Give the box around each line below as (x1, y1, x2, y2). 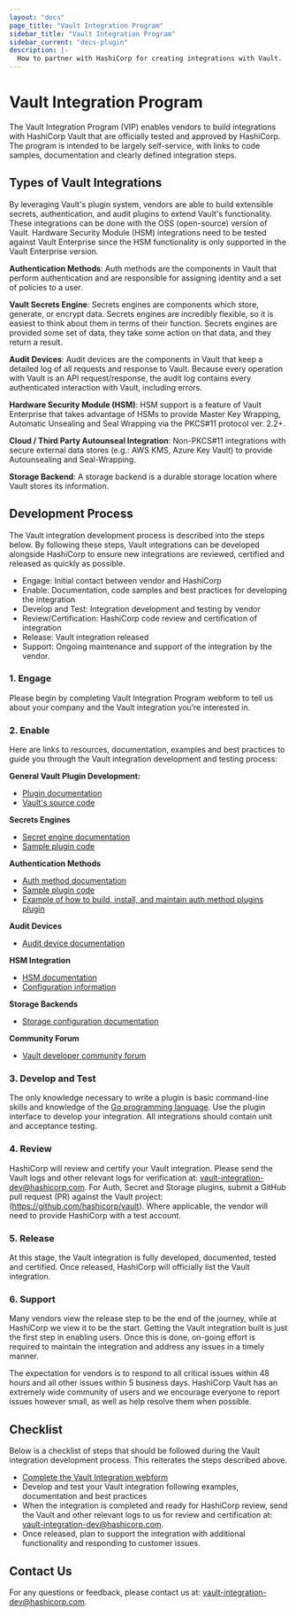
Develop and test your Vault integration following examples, (21, 1481, 239, 1492)
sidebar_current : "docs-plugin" (9, 37, 128, 47)
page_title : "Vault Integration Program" (9, 21, 164, 30)
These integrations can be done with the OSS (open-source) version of (9, 218, 268, 228)
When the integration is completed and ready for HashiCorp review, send (21, 1500, 288, 1511)
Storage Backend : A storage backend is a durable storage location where (9, 471, 277, 482)
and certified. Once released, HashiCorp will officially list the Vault (9, 1262, 250, 1272)
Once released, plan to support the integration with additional (21, 1528, 246, 1539)
